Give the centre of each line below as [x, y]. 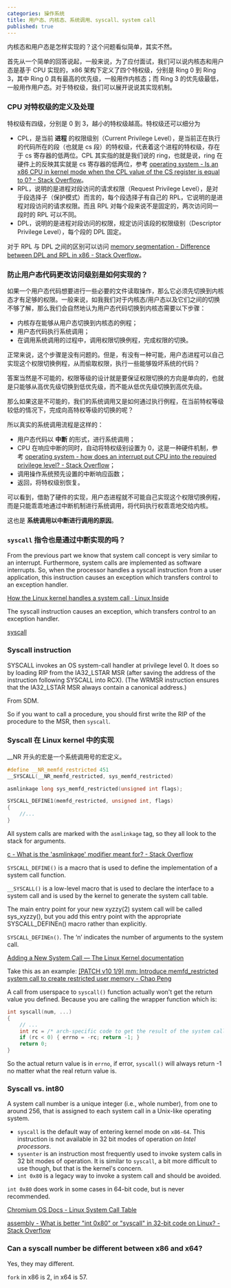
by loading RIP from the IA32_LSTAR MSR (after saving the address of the [111, 672]
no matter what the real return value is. [62, 1071]
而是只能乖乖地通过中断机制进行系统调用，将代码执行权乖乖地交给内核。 [109, 505]
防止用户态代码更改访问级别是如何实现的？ [78, 275]
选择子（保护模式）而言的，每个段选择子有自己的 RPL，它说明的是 [123, 197]
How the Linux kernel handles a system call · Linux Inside [88, 598]
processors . [34, 1146]
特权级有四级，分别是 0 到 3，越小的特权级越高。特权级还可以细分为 [104, 123]
